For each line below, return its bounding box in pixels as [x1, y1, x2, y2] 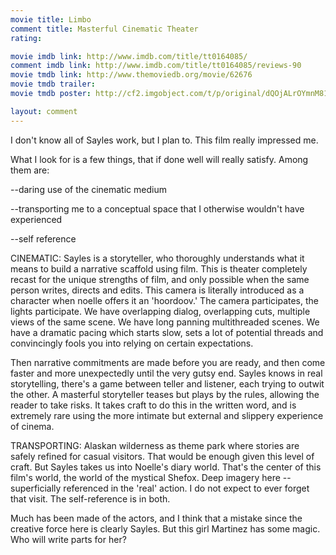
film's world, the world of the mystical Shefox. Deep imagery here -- [10, 471, 292, 483]
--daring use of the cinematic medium [10, 183, 167, 195]
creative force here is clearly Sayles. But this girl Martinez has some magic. [10, 522, 321, 535]
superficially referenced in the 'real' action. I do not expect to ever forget [10, 482, 310, 494]
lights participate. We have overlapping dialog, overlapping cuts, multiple [10, 305, 311, 317]
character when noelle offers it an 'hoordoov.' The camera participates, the [10, 294, 319, 306]
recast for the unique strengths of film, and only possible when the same [10, 273, 310, 285]
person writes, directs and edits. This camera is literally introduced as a [10, 284, 305, 296]
